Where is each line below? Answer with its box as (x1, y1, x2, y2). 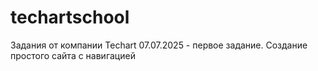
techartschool (10, 6, 130, 29)
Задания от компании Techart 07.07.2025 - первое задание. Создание (10, 39, 308, 51)
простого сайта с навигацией (10, 49, 136, 61)
